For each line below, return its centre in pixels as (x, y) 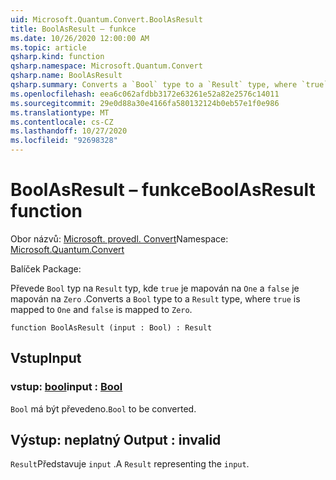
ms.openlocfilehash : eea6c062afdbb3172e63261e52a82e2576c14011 (145, 94)
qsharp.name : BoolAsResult (66, 76)
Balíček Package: (46, 268)
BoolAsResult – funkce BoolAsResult (163, 190)
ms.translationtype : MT (60, 112)
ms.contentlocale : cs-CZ (62, 122)
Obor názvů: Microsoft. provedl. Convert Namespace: (119, 238)
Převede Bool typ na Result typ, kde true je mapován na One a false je (155, 288)
